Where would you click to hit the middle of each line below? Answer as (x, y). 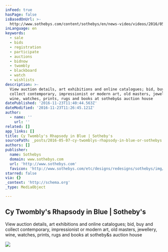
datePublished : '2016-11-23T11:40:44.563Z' (51, 103)
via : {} (13, 178)
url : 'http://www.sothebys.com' (43, 164)
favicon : (19, 169)
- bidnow (19, 61)
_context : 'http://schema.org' (38, 183)
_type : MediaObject (25, 187)
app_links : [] (20, 131)
